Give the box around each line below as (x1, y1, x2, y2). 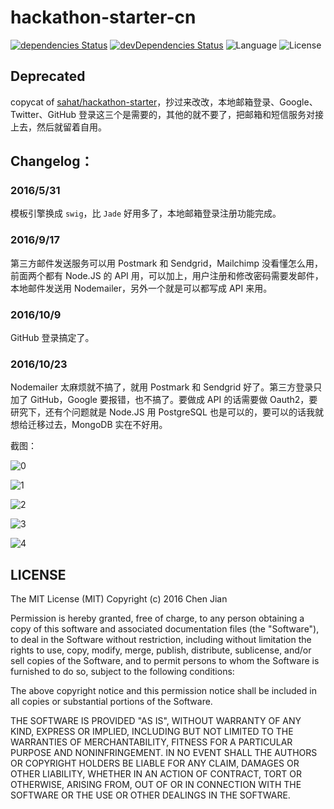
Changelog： (10, 153, 94, 170)
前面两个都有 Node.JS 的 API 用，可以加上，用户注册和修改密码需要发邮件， (10, 269, 324, 281)
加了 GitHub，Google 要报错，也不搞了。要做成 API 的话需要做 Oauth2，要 (10, 394, 318, 406)
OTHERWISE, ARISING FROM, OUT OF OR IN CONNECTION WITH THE (10, 779, 302, 791)
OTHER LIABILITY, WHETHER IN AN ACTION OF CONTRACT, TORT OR (10, 768, 302, 780)
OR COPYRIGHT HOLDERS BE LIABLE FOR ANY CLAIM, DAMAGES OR (10, 757, 300, 770)
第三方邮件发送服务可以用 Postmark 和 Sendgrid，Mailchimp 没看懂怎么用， (10, 257, 324, 269)
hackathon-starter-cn (10, 6, 197, 29)
